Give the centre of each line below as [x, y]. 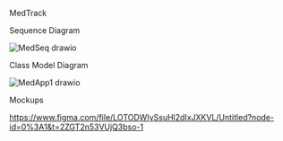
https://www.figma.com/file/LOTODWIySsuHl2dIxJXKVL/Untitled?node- [142, 117]
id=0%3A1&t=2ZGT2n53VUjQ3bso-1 [77, 127]
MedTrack [28, 13]
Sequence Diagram [45, 30]
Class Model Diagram [49, 65]
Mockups [26, 100]
